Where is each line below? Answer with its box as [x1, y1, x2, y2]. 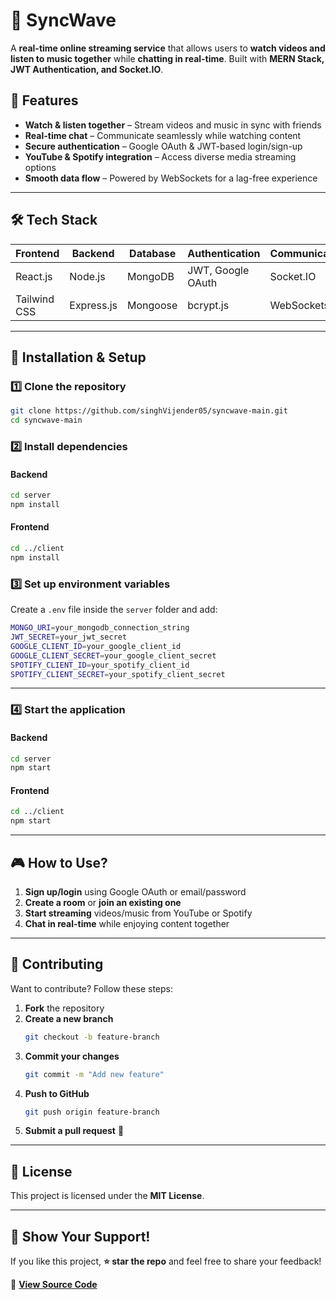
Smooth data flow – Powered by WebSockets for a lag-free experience [24, 172, 318, 184]
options [24, 161, 57, 173]
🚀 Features [10, 92, 79, 109]
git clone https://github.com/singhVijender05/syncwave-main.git [10, 406, 288, 416]
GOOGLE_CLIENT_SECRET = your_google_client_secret [10, 650, 217, 661]
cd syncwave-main [10, 415, 83, 426]
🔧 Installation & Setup [10, 349, 147, 366]
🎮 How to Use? [10, 854, 108, 871]
